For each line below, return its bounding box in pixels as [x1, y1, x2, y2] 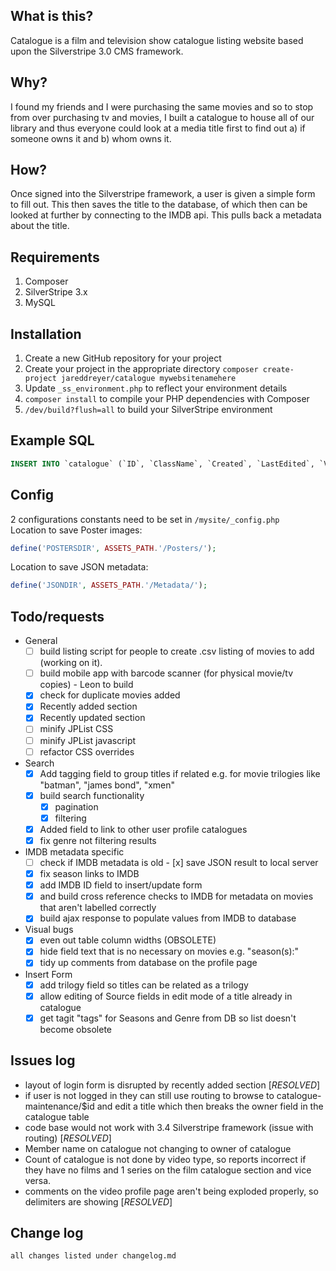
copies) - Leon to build [39, 679, 134, 691]
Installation [10, 325, 82, 343]
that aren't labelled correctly [39, 902, 157, 914]
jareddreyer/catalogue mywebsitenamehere [61, 374, 237, 384]
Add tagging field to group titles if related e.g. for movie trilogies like [39, 767, 321, 779]
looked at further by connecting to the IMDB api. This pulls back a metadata [10, 209, 322, 221]
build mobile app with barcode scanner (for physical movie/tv [39, 667, 294, 679]
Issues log [10, 1052, 76, 1069]
